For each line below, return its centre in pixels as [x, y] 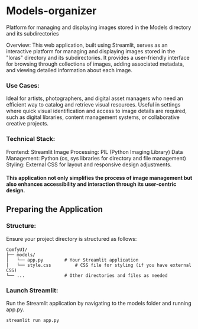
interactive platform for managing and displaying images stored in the [91, 51]
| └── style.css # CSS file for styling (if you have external [99, 265]
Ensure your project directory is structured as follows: [72, 238]
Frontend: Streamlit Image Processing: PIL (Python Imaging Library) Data [95, 151]
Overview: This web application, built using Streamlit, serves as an [87, 45]
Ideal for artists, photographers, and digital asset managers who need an [95, 98]
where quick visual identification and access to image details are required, [97, 111]
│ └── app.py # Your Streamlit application [72, 260]
